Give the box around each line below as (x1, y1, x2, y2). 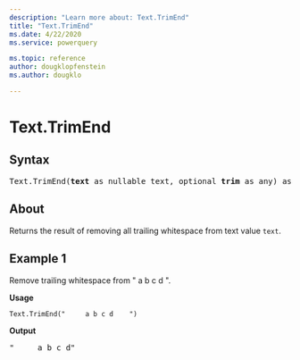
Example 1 (9, 251, 67, 266)
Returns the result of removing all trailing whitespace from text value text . (9, 225, 281, 236)
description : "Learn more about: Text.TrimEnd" (9, 13, 190, 22)
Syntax (9, 153, 50, 168)
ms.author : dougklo (9, 71, 82, 80)
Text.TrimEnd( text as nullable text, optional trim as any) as (9, 176, 292, 186)
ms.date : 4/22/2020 (9, 29, 82, 38)
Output (9, 325, 37, 336)
